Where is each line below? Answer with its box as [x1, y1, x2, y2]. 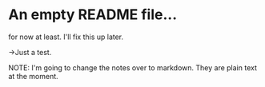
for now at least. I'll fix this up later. [8, 32, 124, 42]
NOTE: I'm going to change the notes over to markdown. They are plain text [8, 62, 258, 73]
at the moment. [8, 71, 58, 81]
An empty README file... [8, 6, 178, 24]
